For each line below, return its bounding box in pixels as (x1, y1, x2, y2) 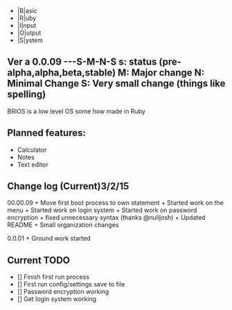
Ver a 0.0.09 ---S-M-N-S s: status (7, 56, 157, 68)
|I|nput (17, 21, 37, 29)
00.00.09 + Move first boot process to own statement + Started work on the (7, 198, 224, 207)
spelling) (7, 89, 46, 101)
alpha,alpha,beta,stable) (7, 67, 116, 79)
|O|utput (17, 28, 42, 37)
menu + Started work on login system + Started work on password (7, 206, 197, 214)
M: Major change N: (117, 67, 205, 79)
